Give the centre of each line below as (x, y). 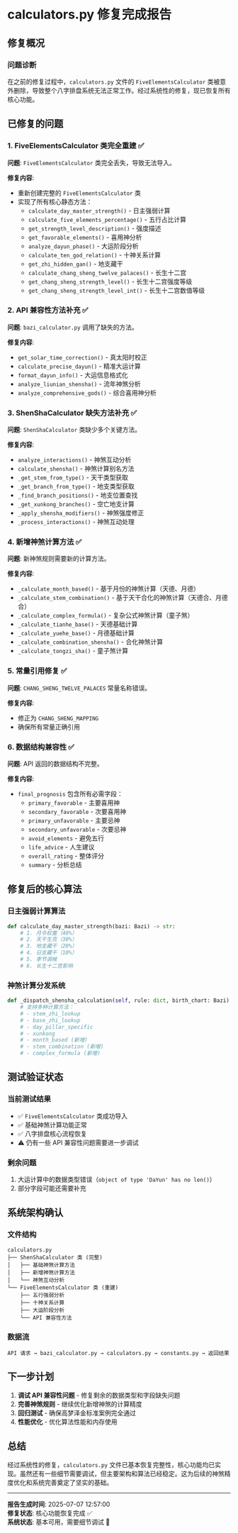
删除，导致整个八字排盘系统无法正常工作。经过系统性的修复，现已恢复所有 (122, 90)
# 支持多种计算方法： (47, 1008)
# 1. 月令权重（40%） (49, 933)
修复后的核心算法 (45, 890)
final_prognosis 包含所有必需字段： (70, 794)
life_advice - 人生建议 (61, 847)
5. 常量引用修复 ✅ (37, 671)
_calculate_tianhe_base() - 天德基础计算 (78, 624)
